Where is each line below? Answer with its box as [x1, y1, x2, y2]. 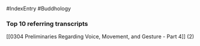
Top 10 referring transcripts [6, 19, 88, 28]
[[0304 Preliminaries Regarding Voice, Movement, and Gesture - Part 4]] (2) [6, 33, 195, 40]
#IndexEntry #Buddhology [6, 5, 71, 12]
